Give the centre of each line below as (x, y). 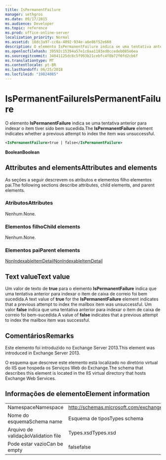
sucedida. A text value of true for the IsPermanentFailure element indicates (82, 299)
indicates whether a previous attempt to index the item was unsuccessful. (80, 133)
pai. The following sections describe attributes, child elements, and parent (80, 185)
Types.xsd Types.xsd (92, 433)
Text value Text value (38, 276)
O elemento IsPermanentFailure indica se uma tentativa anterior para (76, 123)
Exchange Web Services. (31, 378)
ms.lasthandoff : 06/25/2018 (34, 70)
